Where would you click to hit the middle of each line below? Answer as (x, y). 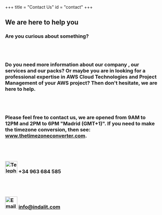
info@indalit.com (39, 207)
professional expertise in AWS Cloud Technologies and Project (81, 77)
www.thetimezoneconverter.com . (46, 135)
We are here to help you (42, 22)
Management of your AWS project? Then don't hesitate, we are (81, 83)
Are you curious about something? (47, 36)
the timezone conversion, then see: (48, 129)
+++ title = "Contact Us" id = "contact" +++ (49, 7)
